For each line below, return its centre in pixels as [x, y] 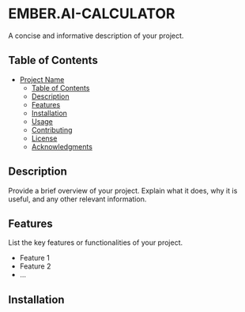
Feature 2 [35, 266]
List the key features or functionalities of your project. [96, 242]
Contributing [52, 130]
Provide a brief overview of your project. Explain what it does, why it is [123, 190]
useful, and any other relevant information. [77, 199]
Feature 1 [34, 258]
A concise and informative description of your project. [96, 36]
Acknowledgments [62, 146]
